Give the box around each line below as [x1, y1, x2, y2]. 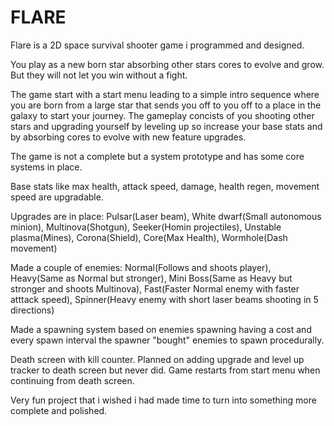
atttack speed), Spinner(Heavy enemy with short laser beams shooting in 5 [10, 293, 319, 305]
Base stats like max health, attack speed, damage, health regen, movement [10, 180, 320, 192]
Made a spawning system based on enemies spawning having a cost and [10, 323, 312, 335]
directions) [10, 304, 55, 316]
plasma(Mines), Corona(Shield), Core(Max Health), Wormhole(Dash [10, 231, 288, 243]
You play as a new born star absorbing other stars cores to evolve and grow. [10, 58, 325, 70]
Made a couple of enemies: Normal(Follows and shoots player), [10, 261, 272, 273]
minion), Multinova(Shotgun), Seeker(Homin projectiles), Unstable [10, 221, 282, 233]
